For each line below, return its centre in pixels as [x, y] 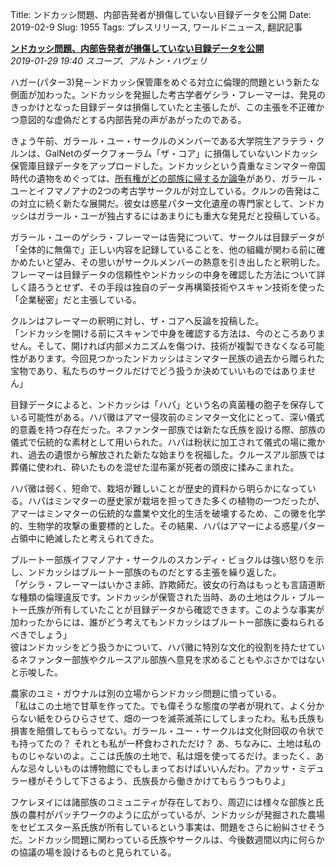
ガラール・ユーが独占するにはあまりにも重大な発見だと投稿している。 [181, 216]
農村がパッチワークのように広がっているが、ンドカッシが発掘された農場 [176, 814]
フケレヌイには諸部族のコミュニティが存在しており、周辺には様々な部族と [163, 802]
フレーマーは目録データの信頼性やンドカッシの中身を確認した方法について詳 [168, 274]
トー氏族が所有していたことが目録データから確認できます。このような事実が [167, 609]
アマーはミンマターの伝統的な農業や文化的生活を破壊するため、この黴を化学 [168, 513]
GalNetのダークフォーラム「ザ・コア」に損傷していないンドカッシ [181, 153]
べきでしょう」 [41, 634]
